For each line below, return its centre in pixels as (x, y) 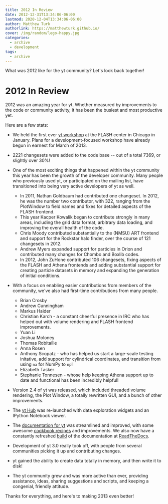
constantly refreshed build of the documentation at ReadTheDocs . (81, 436)
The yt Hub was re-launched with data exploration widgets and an (81, 410)
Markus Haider (35, 311)
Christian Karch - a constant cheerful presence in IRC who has (85, 317)
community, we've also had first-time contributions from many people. (85, 291)
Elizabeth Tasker (37, 370)
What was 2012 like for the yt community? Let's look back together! (75, 71)
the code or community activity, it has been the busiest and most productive (84, 110)
